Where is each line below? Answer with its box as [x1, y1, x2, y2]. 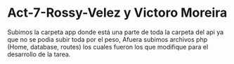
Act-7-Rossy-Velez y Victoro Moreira [7, 5, 228, 21]
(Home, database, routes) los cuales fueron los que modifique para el [7, 42, 209, 51]
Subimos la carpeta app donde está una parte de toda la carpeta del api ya [7, 28, 224, 36]
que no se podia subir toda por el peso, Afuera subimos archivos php [7, 35, 208, 43]
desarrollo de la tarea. [7, 50, 71, 58]
